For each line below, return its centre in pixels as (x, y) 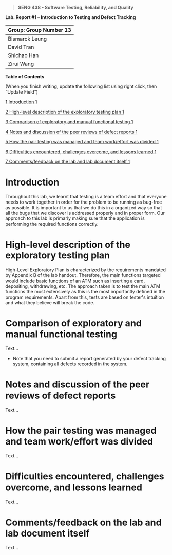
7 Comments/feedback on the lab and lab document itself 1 (68, 162)
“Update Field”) (22, 92)
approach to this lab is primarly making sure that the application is (75, 218)
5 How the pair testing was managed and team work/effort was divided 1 (82, 142)
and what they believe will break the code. (50, 302)
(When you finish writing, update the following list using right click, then (81, 86)
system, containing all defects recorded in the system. (70, 364)
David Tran (21, 47)
